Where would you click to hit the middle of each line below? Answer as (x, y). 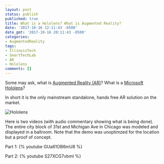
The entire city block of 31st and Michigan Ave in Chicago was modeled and (82, 127)
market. (13, 103)
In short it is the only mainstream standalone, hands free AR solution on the (81, 97)
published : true (22, 19)
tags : (11, 46)
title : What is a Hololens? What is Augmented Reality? (63, 23)
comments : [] (18, 69)
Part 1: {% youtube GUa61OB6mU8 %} (44, 147)
